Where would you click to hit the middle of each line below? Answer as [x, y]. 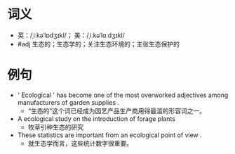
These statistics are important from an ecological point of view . [109, 135]
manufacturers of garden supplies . [68, 102]
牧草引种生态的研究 [56, 127]
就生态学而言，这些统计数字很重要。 [80, 143]
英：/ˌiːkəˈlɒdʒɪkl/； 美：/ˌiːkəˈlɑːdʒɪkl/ [71, 35]
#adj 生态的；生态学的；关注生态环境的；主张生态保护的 [99, 44]
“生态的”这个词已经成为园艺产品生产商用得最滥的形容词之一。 [116, 110]
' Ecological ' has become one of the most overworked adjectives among [123, 95]
